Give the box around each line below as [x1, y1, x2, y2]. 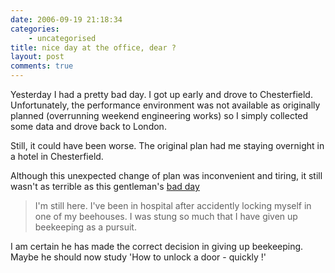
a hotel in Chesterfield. [10, 151, 104, 162]
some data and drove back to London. [10, 121, 167, 132]
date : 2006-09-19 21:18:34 [10, 14, 123, 25]
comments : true [10, 61, 74, 71]
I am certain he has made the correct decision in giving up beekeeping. [10, 241, 304, 252]
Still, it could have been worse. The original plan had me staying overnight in [10, 140, 325, 151]
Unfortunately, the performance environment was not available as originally [10, 99, 321, 111]
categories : [10, 24, 60, 34]
